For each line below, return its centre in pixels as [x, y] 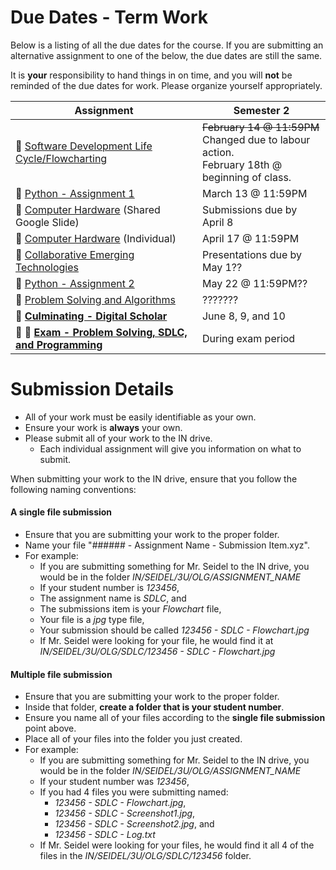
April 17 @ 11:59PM [250, 238]
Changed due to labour [256, 139]
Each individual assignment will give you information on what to [170, 448]
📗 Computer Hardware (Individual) [96, 238]
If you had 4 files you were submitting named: [134, 792]
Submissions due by [249, 209]
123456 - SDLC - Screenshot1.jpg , [125, 813]
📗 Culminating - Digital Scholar [91, 316]
